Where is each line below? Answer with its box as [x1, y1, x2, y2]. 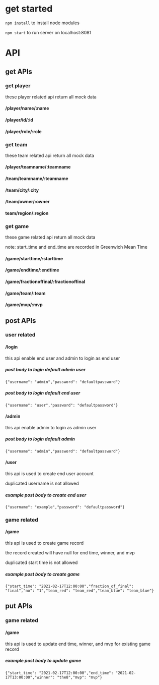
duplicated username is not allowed [5, 480, 79, 486]
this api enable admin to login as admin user [5, 424, 97, 430]
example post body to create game [5, 571, 80, 577]
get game [5, 222, 29, 230]
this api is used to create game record [5, 540, 84, 546]
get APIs [5, 67, 33, 76]
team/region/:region [5, 210, 49, 216]
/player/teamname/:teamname [5, 164, 71, 170]
